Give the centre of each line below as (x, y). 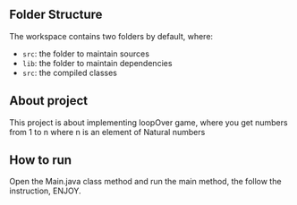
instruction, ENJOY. (46, 191)
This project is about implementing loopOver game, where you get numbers (148, 122)
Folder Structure (56, 15)
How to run (41, 160)
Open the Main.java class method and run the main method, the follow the (145, 182)
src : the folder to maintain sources (86, 54)
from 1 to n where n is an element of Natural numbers (107, 132)
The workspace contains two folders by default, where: (111, 36)
